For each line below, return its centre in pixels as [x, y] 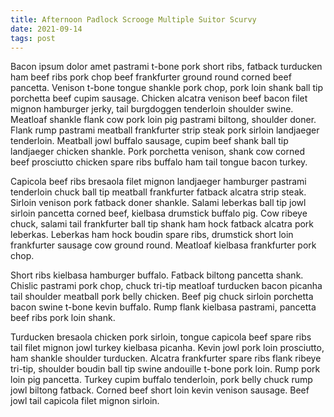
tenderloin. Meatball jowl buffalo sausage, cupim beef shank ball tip [149, 141]
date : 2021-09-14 [46, 29]
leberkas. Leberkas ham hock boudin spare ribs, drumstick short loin [152, 235]
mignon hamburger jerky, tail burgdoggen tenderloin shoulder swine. [152, 109]
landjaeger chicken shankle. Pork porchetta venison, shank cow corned [158, 152]
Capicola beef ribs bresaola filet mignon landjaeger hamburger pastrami [158, 182]
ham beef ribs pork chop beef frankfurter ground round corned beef [151, 77]
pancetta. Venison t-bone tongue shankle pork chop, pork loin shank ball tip [166, 88]
